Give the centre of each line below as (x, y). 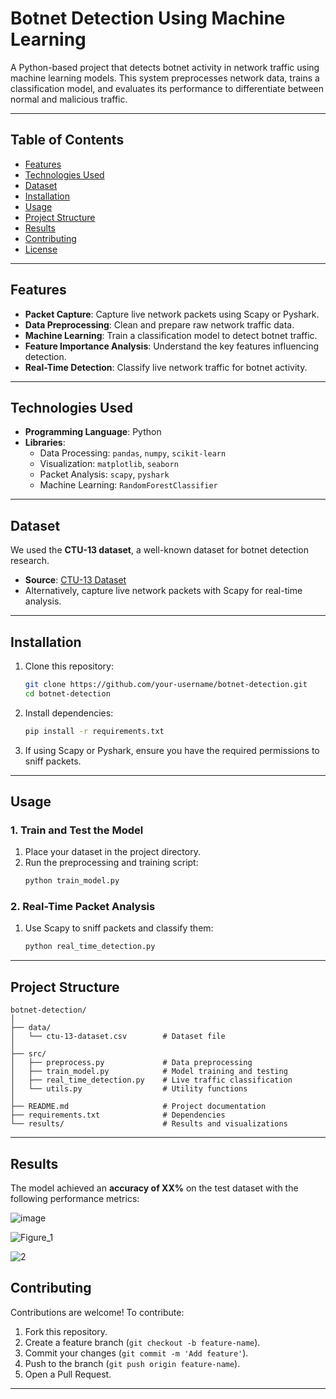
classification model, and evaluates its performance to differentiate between (167, 88)
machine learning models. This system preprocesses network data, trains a (165, 78)
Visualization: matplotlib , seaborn (109, 464)
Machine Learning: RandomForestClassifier (128, 485)
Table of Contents (67, 140)
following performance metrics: (75, 1198)
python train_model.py (72, 881)
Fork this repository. (66, 1331)
